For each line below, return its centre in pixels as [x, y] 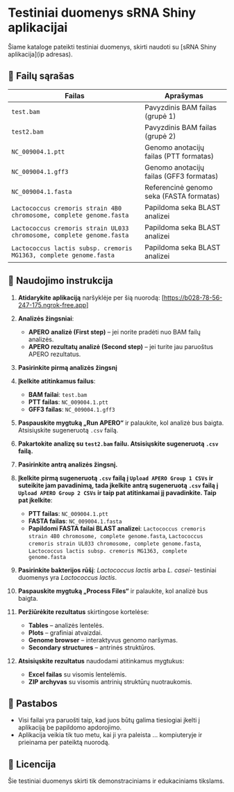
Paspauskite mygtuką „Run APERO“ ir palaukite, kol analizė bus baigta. [121, 423]
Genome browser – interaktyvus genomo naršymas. [103, 640]
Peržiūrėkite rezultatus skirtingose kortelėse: [83, 612]
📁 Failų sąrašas [41, 76]
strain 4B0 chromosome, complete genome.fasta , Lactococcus [116, 535]
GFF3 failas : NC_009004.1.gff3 [72, 409]
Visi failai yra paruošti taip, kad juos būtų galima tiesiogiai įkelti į [109, 720]
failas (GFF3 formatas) [182, 176]
